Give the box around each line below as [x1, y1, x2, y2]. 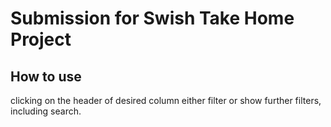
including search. [10, 105, 82, 117]
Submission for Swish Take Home [10, 7, 295, 30]
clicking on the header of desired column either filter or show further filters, [10, 95, 322, 106]
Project [10, 28, 72, 51]
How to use [10, 68, 82, 85]
